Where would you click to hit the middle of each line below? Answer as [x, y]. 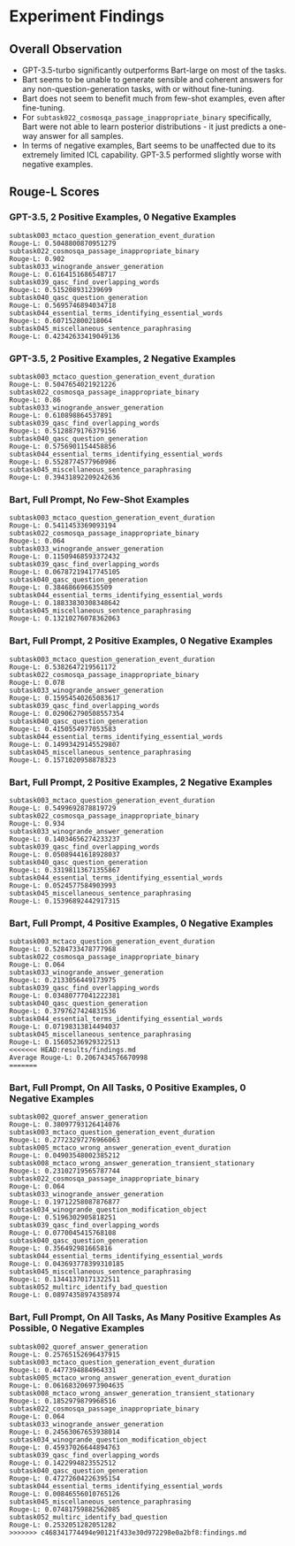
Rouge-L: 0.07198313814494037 [65, 1027]
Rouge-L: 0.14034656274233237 [65, 839]
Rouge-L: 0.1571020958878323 [63, 760]
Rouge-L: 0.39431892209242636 [65, 477]
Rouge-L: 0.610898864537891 [61, 415]
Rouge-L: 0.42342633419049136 [65, 336]
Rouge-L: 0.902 [37, 258]
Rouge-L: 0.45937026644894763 [65, 1447]
